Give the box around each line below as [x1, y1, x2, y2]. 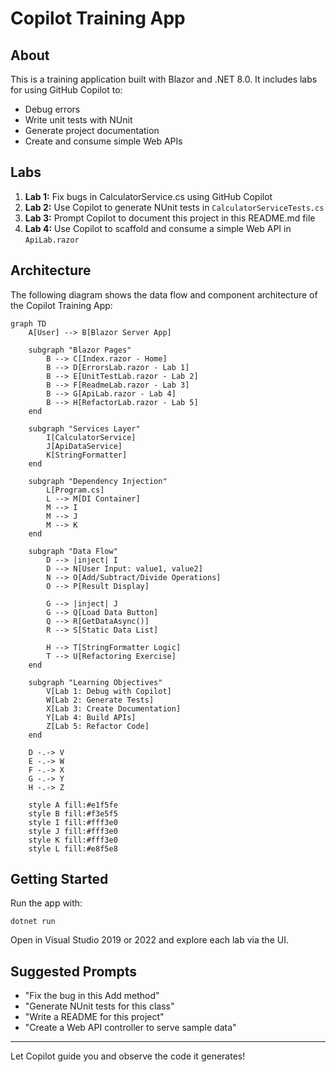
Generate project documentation [24, 125, 160, 136]
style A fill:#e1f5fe [28, 800, 118, 810]
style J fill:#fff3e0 [28, 826, 118, 836]
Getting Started [10, 871, 109, 888]
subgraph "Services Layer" [28, 423, 141, 434]
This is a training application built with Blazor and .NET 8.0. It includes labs [10, 73, 318, 85]
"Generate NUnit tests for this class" [24, 1000, 175, 1012]
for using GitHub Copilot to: [10, 84, 123, 96]
